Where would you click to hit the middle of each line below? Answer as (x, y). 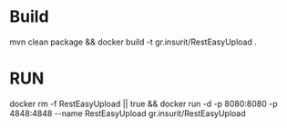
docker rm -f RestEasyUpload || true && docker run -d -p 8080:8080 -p (143, 103)
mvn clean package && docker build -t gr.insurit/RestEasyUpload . (133, 42)
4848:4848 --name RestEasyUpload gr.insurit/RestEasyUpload (128, 113)
